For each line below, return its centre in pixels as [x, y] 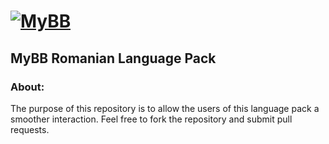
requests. [30, 129]
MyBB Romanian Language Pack [113, 58]
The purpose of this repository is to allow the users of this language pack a [165, 108]
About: [27, 87]
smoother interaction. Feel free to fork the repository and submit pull [151, 119]
